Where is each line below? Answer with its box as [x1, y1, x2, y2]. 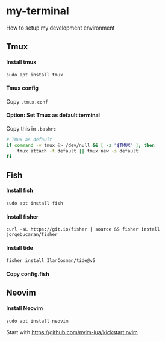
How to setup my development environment [6, 24, 115, 31]
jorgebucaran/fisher [6, 232, 58, 238]
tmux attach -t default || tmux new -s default [17, 148, 139, 154]
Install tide [6, 244, 33, 251]
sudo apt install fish [6, 201, 63, 207]
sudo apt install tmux [6, 72, 63, 78]
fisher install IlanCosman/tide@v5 [6, 258, 96, 264]
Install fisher [6, 213, 39, 220]
